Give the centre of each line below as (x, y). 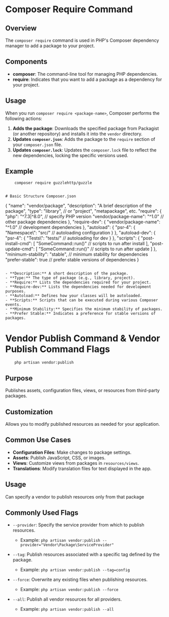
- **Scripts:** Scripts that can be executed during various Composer (82, 300)
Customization (29, 412)
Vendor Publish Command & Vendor (83, 338)
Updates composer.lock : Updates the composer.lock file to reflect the (84, 150)
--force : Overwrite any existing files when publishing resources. (80, 580)
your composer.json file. (37, 144)
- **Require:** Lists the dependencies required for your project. (78, 283)
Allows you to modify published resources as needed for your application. (83, 424)
